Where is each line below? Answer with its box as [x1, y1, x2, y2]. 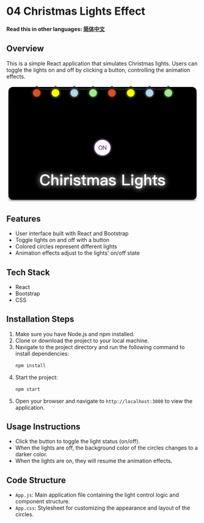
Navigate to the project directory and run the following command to [15, 343, 185, 350]
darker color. [15, 451, 48, 458]
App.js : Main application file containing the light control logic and [15, 491, 179, 499]
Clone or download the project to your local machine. [15, 337, 150, 344]
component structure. [15, 498, 70, 505]
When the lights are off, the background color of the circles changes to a [15, 444, 199, 451]
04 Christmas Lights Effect [6, 4, 145, 18]
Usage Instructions [6, 421, 81, 432]
